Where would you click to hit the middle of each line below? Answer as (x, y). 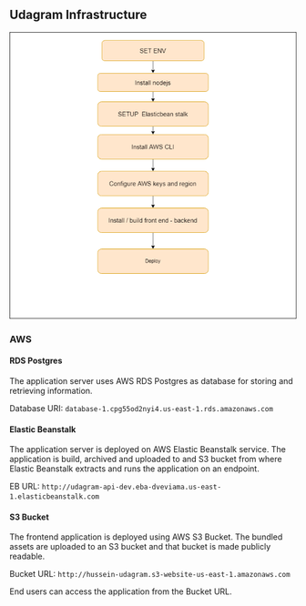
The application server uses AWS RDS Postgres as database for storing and (151, 380)
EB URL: (25, 487)
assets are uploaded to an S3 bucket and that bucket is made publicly (140, 547)
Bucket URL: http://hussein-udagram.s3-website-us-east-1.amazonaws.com (150, 574)
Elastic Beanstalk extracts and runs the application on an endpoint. (134, 469)
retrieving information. (51, 390)
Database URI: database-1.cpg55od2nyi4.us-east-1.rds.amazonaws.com (141, 408)
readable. (27, 556)
